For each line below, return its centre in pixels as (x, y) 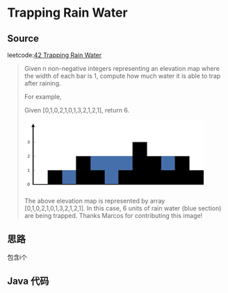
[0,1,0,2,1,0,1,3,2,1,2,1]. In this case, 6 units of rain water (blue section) (123, 208)
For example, (43, 97)
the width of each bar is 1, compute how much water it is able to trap (122, 76)
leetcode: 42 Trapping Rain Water (55, 55)
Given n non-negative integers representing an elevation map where (122, 68)
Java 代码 (28, 282)
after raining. (42, 83)
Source (23, 39)
